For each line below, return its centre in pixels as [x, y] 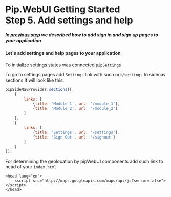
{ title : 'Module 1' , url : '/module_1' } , [76, 104]
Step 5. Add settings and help [69, 20]
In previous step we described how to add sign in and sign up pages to [82, 35]
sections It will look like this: [35, 80]
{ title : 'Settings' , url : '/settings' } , [76, 132]
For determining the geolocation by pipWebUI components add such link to [84, 161]
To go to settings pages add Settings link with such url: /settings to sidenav [85, 74]
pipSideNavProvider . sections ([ [39, 89]
